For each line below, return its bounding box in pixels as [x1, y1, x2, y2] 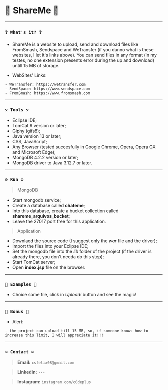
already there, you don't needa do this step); [12, 253, 104, 260]
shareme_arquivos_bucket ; [12, 213, 70, 219]
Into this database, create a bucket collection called [12, 208, 119, 214]
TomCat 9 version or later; [12, 122, 66, 128]
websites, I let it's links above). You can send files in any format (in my [12, 52, 157, 58]
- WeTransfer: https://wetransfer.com [5, 82, 86, 87]
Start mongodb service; [12, 197, 61, 203]
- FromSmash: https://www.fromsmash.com [5, 91, 91, 96]
